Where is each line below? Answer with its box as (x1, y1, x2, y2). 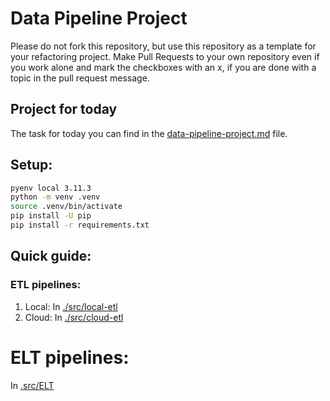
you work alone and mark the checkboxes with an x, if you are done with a (10, 61, 317, 73)
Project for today (10, 101, 118, 118)
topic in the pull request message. (10, 72, 150, 84)
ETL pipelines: (10, 278, 82, 292)
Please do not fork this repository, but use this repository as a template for (10, 40, 317, 52)
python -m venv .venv (10, 192, 101, 202)
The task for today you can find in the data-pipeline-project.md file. (10, 127, 288, 139)
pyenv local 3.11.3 (10, 183, 92, 193)
